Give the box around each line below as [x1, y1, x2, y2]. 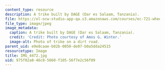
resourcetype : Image [5, 48, 48, 53]
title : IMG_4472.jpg [5, 53, 48, 58]
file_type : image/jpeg [5, 21, 52, 26]
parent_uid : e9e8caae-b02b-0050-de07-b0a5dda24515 [5, 44, 111, 49]
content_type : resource [5, 7, 54, 12]
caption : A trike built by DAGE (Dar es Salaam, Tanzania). [9, 30, 135, 35]
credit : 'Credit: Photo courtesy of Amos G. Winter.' [9, 35, 122, 40]
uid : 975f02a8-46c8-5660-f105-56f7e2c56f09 [5, 58, 96, 63]
